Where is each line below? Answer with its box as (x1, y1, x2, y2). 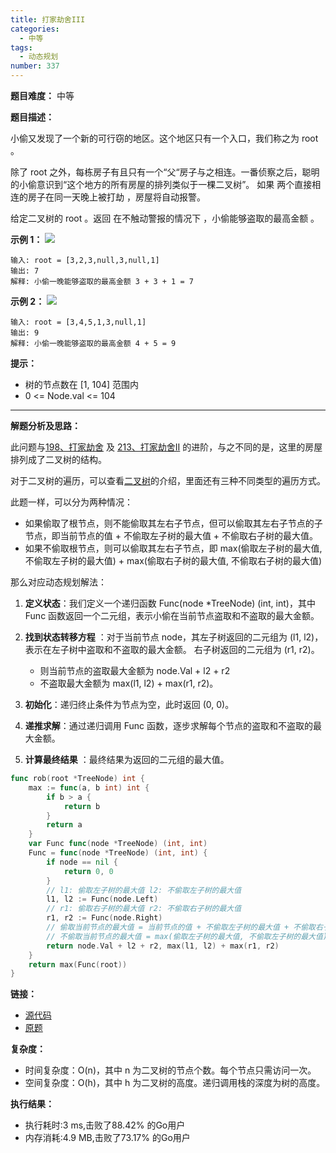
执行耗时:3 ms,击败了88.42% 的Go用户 (24, 1119, 186, 1131)
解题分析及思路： (10, 420, 81, 431)
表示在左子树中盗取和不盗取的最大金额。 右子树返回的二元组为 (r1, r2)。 (24, 644, 320, 655)
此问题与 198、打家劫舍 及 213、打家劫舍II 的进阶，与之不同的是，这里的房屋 (10, 441, 323, 453)
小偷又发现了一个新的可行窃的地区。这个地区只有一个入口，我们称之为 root (10, 132, 319, 144)
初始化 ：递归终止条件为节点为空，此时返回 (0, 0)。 (24, 699, 235, 710)
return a (46, 820, 83, 830)
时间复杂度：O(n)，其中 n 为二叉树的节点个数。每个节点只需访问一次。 (24, 1064, 317, 1076)
